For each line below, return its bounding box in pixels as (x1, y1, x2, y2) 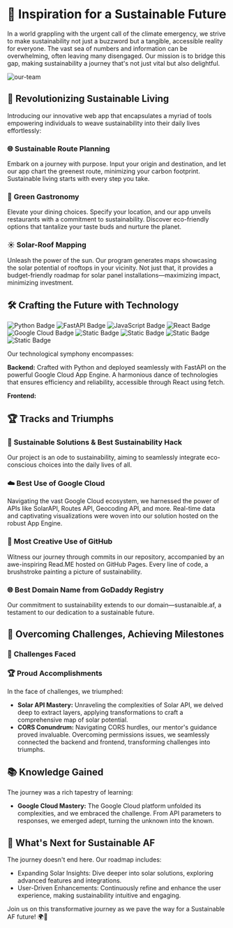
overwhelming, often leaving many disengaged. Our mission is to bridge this (7, 52, 226, 60)
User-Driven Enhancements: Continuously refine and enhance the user (17, 884, 222, 892)
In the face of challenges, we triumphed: (7, 687, 123, 695)
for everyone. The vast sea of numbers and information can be (7, 44, 188, 52)
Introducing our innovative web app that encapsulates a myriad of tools (7, 111, 212, 119)
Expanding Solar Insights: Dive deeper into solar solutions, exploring (17, 869, 214, 878)
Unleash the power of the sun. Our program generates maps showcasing (7, 256, 217, 264)
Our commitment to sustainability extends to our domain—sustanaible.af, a (7, 601, 222, 609)
